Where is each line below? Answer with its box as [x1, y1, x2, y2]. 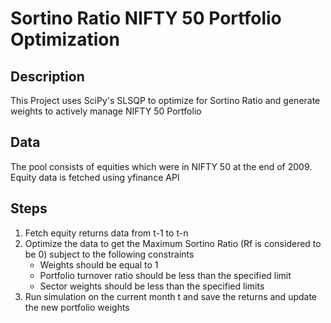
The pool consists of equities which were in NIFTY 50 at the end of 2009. [10, 160, 313, 172]
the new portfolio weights [24, 301, 130, 313]
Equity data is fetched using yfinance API [10, 171, 180, 183]
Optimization [10, 28, 120, 51]
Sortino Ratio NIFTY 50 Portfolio [10, 7, 282, 30]
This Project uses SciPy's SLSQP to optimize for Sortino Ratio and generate [10, 95, 321, 106]
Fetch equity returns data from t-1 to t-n [24, 227, 189, 239]
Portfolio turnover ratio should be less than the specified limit [39, 269, 292, 281]
